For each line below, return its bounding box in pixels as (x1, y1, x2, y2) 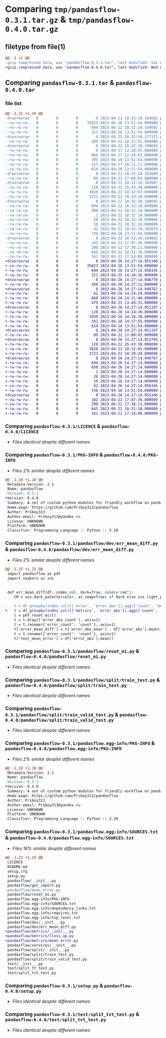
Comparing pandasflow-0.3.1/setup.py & (5, 982, 103, 989)
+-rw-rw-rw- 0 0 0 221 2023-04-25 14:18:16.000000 (5, 272, 158, 277)
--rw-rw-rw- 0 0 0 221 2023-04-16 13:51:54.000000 (5, 130, 158, 134)
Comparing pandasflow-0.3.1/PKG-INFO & (5, 452, 103, 458)
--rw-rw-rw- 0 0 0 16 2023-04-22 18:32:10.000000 (5, 222, 158, 227)
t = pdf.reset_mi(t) (14, 613, 56, 618)
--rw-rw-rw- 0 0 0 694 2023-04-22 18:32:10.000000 (5, 203, 158, 208)
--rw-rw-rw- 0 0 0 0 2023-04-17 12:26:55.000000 (5, 148, 158, 153)
